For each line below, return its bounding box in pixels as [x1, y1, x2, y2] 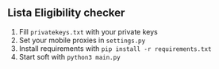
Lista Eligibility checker [7, 6, 125, 20]
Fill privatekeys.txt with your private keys [18, 27, 158, 36]
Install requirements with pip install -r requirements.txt [18, 43, 212, 53]
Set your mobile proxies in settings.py [18, 35, 146, 45]
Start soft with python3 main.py [18, 52, 121, 61]
